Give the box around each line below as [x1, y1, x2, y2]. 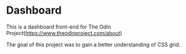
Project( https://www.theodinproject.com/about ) [6, 29, 123, 36]
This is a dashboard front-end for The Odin [6, 23, 111, 30]
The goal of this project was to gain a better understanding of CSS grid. [6, 41, 181, 48]
